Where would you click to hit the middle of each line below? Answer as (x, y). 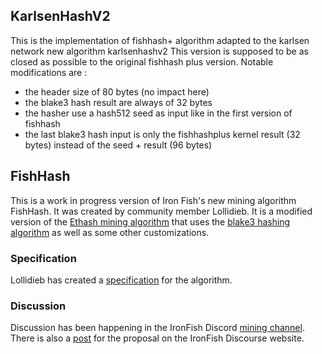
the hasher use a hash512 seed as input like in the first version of (158, 113)
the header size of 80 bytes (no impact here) (117, 91)
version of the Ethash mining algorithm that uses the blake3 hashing (150, 221)
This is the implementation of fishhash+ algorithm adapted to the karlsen (160, 40)
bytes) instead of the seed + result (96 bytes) (118, 145)
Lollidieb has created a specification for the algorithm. (121, 280)
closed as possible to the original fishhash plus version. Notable (142, 61)
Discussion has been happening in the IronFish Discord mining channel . (157, 328)
